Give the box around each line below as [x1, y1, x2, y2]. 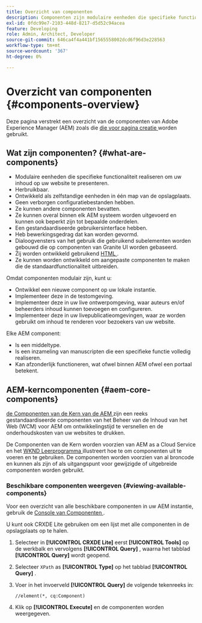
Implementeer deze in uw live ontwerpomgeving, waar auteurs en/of [14, 299, 185, 306]
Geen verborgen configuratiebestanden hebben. [14, 199, 135, 206]
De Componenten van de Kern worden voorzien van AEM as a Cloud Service [6, 441, 196, 448]
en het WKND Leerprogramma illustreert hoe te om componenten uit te [6, 447, 182, 455]
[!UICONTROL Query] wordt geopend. [14, 552, 111, 559]
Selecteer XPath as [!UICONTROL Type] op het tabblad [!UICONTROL [14, 563, 188, 571]
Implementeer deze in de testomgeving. [14, 293, 114, 300]
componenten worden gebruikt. [6, 466, 85, 474]
